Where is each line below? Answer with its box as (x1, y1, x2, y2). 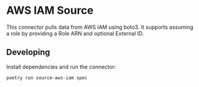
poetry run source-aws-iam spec (6, 74, 87, 81)
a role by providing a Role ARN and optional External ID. (6, 29, 144, 37)
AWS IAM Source (6, 4, 94, 17)
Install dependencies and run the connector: (6, 63, 116, 70)
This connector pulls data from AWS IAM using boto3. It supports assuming (6, 23, 194, 31)
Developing (6, 47, 50, 58)
